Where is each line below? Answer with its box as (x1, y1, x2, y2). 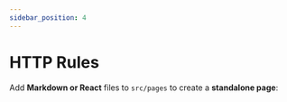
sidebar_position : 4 (9, 13, 88, 23)
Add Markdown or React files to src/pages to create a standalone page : (9, 82, 279, 93)
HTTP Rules (9, 51, 99, 72)
